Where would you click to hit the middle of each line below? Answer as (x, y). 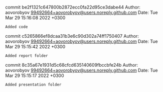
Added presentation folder (33, 85)
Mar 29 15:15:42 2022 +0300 (35, 46)
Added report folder (27, 56)
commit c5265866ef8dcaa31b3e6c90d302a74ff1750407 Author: (72, 36)
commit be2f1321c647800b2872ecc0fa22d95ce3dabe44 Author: (73, 7)
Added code (17, 27)
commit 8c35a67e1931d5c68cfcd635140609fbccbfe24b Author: (72, 65)
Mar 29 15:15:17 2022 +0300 (35, 76)
